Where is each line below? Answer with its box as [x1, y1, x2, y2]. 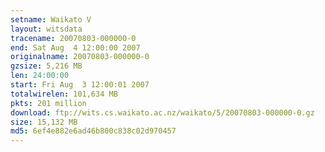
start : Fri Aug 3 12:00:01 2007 [10, 80, 150, 90]
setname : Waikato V [10, 14, 92, 25]
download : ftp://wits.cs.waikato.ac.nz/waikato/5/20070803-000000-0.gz [10, 107, 315, 118]
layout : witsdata [10, 24, 83, 34]
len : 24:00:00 [10, 71, 70, 81]
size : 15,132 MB [10, 117, 78, 127]
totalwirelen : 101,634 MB [10, 89, 118, 99]
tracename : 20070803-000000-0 [10, 33, 137, 43]
